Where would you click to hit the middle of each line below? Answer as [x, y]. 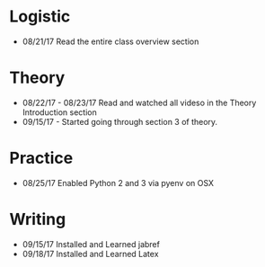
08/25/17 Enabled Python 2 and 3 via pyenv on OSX [118, 182]
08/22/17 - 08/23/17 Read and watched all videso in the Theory [139, 102]
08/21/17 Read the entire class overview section [110, 41]
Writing [38, 219]
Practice [41, 158]
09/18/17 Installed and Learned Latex [90, 254]
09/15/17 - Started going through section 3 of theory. [120, 121]
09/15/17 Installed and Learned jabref [91, 244]
